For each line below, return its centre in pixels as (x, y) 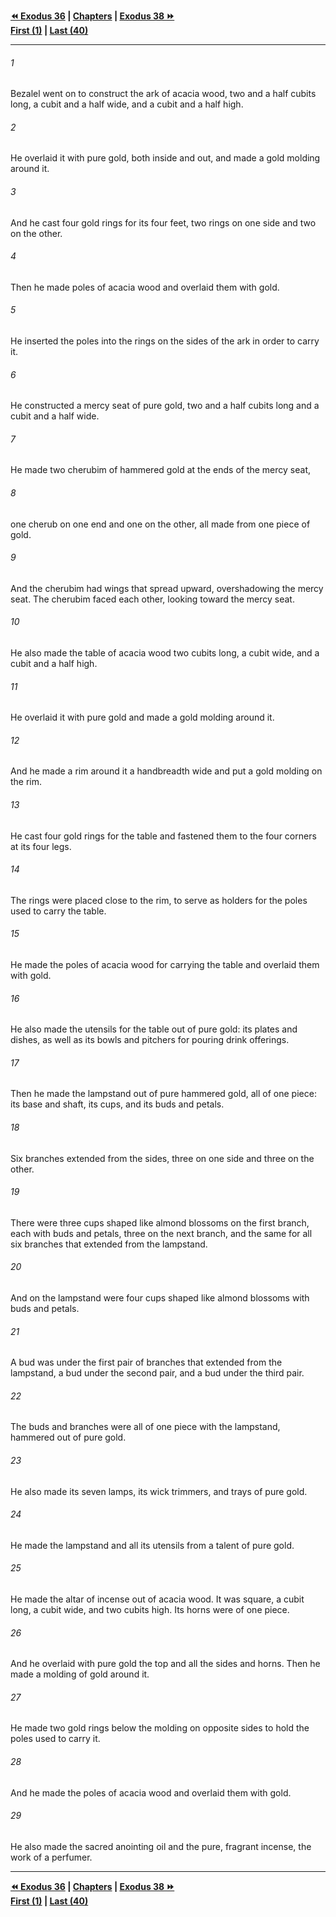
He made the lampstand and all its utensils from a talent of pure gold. (152, 1545)
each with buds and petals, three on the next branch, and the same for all (161, 1233)
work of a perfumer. (51, 1857)
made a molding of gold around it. (80, 1674)
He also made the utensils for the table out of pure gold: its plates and (154, 1029)
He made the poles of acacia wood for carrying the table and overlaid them (165, 965)
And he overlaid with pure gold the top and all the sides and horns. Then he (165, 1664)
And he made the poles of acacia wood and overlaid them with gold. (151, 1792)
